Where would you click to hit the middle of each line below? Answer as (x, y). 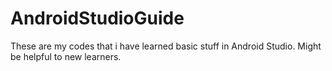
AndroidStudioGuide (97, 18)
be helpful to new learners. (66, 56)
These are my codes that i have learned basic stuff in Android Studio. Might (166, 46)
